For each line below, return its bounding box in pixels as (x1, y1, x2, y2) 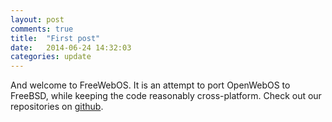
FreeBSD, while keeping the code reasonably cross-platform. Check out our (10, 90, 322, 102)
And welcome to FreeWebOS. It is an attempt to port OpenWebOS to (10, 79, 291, 91)
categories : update (10, 52, 92, 62)
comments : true (10, 24, 74, 34)
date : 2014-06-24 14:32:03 (10, 42, 132, 53)
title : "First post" (10, 33, 101, 43)
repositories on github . (10, 101, 104, 113)
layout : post (10, 14, 65, 25)
